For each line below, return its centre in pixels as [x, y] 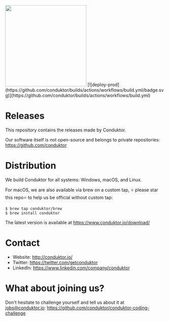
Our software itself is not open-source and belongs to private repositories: [83, 139]
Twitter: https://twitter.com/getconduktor [55, 262]
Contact [23, 243]
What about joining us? [55, 288]
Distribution [31, 166]
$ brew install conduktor [32, 213]
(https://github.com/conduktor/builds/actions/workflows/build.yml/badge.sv [85, 90]
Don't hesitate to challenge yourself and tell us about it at [65, 302]
